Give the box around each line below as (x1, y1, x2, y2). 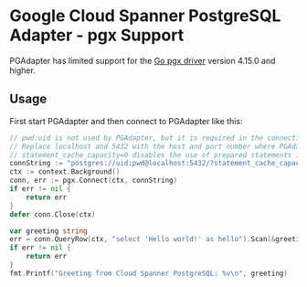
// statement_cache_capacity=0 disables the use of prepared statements (9, 150, 292, 160)
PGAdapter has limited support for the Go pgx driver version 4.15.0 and (9, 55, 276, 66)
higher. (9, 65, 37, 76)
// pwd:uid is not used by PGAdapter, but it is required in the (9, 133, 263, 143)
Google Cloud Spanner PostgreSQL (9, 5, 281, 27)
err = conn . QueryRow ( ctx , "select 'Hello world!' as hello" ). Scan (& (9, 235, 276, 244)
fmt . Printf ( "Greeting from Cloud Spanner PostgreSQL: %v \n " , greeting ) (9, 269, 288, 278)
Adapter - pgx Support (9, 25, 185, 46)
